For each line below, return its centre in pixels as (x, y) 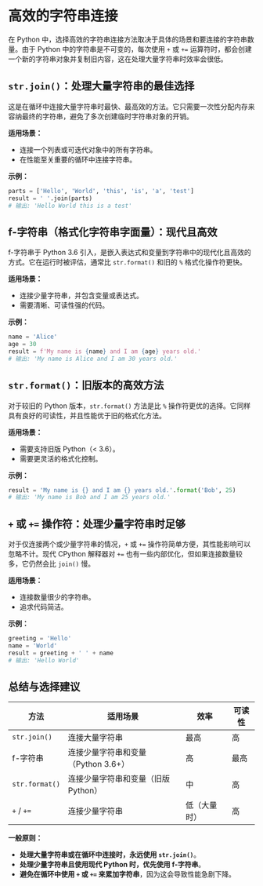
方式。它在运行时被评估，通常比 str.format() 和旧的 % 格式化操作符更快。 (127, 262)
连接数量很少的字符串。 (57, 597)
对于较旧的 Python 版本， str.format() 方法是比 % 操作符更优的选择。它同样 (130, 406)
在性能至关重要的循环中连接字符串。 (78, 159)
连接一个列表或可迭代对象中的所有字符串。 (88, 149)
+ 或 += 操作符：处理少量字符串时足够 (97, 524)
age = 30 (22, 345)
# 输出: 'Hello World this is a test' (70, 206)
